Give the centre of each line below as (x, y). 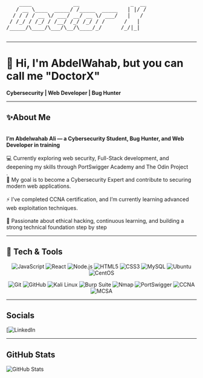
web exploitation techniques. (42, 208)
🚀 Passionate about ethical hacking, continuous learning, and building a (95, 220)
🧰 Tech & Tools (34, 252)
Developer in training (33, 145)
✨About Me (28, 117)
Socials (21, 316)
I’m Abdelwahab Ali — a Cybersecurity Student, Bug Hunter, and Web (95, 138)
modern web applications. (39, 186)
